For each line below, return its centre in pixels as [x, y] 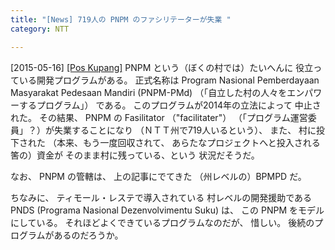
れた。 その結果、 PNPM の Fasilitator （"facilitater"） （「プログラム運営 [159, 117]
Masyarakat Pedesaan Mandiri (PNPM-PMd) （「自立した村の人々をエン [157, 92]
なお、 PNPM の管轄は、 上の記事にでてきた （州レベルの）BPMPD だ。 [158, 176]
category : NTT [40, 29]
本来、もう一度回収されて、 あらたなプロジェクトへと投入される [188, 142]
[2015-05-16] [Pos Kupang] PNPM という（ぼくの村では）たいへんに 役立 [162, 67]
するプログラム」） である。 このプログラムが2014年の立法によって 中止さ [170, 105]
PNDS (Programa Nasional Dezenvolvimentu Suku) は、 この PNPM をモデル [167, 210]
